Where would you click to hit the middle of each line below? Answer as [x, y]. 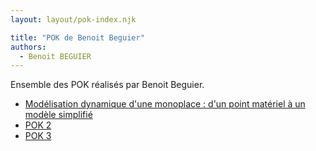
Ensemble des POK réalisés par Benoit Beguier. [107, 85]
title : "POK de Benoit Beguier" [77, 37]
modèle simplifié [58, 115]
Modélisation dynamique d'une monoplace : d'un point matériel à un [165, 104]
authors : [28, 47]
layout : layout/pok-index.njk [73, 19]
